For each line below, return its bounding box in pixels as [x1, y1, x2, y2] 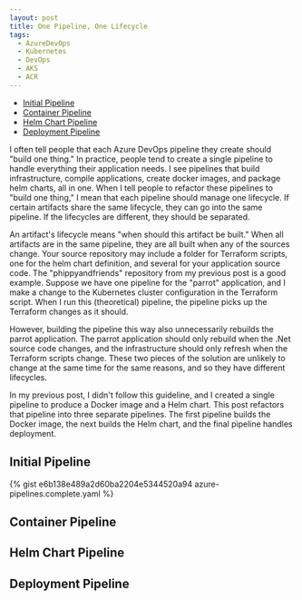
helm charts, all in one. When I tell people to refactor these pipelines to [9, 182, 274, 193]
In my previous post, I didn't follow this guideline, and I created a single [9, 389, 275, 400]
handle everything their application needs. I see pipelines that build [9, 162, 260, 173]
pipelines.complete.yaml [9, 487, 102, 499]
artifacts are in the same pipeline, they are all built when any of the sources [9, 238, 290, 250]
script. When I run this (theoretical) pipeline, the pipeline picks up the [9, 296, 268, 307]
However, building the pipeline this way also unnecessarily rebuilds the [9, 323, 275, 334]
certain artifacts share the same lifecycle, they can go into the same [9, 202, 263, 212]
